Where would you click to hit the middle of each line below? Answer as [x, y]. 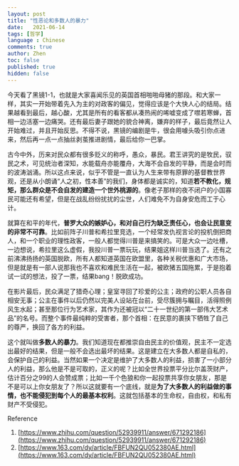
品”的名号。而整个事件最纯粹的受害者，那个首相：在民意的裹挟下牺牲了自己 [118, 318]
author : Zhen [27, 54]
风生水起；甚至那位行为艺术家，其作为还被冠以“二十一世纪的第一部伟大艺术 [118, 309]
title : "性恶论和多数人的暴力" [48, 21]
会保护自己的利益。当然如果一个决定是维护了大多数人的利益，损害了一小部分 [119, 359]
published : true [31, 67]
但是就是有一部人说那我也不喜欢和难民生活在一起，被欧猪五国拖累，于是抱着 [119, 267]
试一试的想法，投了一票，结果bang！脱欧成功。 [77, 276]
